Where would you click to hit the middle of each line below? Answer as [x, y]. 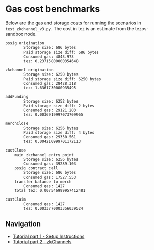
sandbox [15, 34]
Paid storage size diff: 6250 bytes [62, 79]
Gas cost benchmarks [53, 9]
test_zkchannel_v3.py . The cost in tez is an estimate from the [70, 28]
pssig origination [25, 43]
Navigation [23, 224]
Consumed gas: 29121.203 [50, 110]
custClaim [16, 199]
